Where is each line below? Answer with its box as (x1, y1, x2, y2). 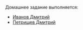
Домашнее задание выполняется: (5, 4, 78, 10)
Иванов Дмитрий (12, 14, 50, 19)
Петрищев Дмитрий (12, 19, 56, 25)
